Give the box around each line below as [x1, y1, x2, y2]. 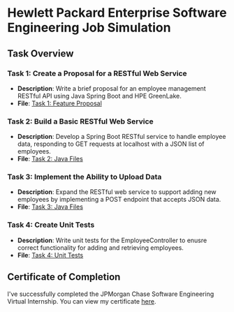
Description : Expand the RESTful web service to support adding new [17, 188, 217, 196]
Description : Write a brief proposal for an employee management [17, 84, 206, 92]
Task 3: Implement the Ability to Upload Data [7, 172, 162, 182]
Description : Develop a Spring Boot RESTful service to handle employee [17, 133, 226, 141]
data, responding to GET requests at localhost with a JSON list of [17, 140, 205, 148]
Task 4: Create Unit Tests [7, 220, 95, 230]
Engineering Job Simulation [7, 20, 171, 36]
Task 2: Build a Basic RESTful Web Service [7, 117, 154, 126]
